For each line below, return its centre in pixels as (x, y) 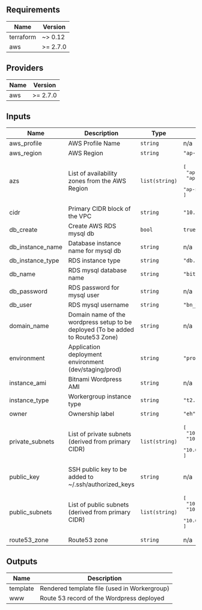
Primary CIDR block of (99, 209)
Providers (25, 68)
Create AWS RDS (92, 226)
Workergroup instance (100, 397)
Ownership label (91, 414)
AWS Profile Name (94, 144)
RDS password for (94, 288)
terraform (23, 37)
